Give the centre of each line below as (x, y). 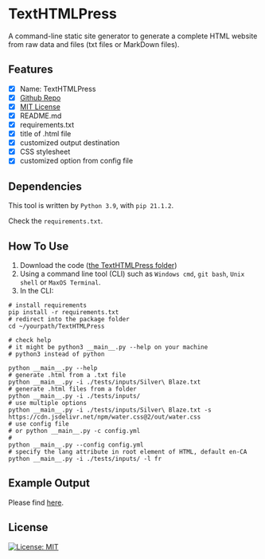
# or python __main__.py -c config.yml (74, 431)
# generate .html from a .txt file (67, 375)
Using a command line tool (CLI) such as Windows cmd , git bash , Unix (132, 274)
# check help (30, 340)
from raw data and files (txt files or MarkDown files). (94, 44)
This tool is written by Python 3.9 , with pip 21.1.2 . (91, 206)
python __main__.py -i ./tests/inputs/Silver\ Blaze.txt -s (110, 410)
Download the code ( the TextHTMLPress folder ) (98, 265)
